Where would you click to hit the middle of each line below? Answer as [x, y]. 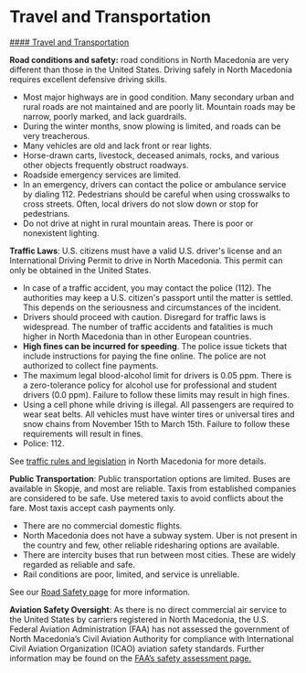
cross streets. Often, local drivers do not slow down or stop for [140, 204]
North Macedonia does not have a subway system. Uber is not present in [160, 535]
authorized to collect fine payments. [90, 365]
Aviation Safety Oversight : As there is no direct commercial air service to [148, 609]
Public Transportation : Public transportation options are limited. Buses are [150, 478]
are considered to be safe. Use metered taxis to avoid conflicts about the [147, 498]
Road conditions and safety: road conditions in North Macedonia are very [149, 59]
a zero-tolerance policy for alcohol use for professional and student [149, 385]
